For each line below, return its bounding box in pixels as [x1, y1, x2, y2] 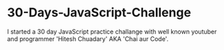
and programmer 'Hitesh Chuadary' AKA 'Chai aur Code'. [7, 34, 169, 42]
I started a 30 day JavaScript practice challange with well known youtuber [7, 27, 217, 36]
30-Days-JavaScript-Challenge [7, 5, 191, 21]
